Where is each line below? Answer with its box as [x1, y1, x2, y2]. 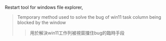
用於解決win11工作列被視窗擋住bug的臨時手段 [29, 30, 125, 36]
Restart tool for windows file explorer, [5, 5, 83, 10]
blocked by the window [17, 20, 67, 25]
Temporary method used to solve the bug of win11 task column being [17, 14, 161, 20]
